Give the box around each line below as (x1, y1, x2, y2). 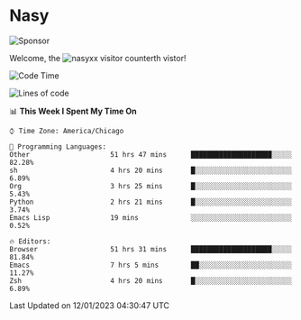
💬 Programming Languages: (9, 142, 106, 151)
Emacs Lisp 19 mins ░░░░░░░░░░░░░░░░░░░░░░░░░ (9, 213, 293, 222)
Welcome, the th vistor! (9, 52, 187, 63)
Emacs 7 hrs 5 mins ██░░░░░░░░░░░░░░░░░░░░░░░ (9, 261, 293, 270)
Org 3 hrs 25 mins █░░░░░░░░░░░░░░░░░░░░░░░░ (9, 181, 293, 190)
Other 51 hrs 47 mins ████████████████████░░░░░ (9, 150, 293, 159)
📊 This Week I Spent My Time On (9, 105, 137, 116)
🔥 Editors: (9, 236, 51, 246)
